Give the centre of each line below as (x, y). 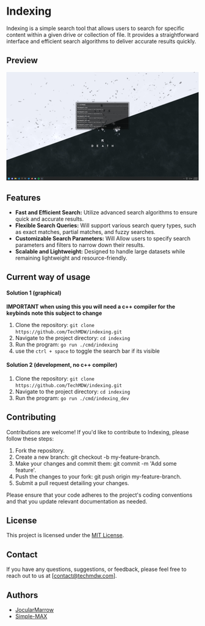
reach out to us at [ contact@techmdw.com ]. (62, 576)
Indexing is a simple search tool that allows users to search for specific (95, 28)
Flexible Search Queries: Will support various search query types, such (106, 225)
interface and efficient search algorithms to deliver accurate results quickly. (101, 41)
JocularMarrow (34, 610)
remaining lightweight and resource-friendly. (71, 258)
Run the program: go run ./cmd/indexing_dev (72, 398)
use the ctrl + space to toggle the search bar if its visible (88, 351)
